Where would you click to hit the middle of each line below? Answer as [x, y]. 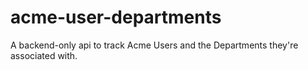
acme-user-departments [116, 17]
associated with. [44, 55]
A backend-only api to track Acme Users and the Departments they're [154, 45]
